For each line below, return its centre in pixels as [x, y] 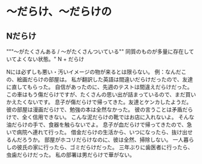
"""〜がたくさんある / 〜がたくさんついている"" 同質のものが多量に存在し [98, 52]
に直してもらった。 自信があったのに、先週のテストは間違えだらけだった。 [99, 87]
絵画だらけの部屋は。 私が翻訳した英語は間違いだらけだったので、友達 [105, 79]
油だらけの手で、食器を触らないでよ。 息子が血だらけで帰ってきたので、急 [99, 125]
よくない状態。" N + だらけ [50, 59]
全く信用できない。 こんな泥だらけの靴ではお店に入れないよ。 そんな [108, 117]
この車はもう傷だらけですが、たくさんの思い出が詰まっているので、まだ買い [101, 94]
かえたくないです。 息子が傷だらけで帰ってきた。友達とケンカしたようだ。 [99, 102]
